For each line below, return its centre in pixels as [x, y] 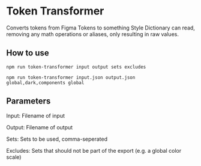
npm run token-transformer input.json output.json [71, 77]
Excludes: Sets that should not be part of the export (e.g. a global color [94, 150]
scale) [14, 157]
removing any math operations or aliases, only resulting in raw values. [92, 34]
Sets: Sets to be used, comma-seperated [57, 139]
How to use [28, 53]
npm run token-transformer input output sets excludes [76, 67]
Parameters [28, 101]
